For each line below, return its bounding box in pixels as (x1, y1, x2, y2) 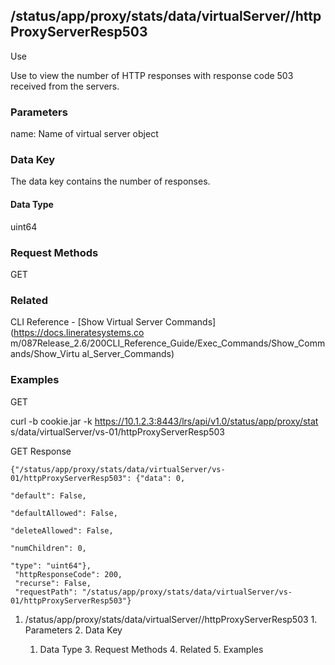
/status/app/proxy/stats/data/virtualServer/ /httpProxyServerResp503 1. (24, 613, 318, 625)
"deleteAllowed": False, (10, 525, 114, 536)
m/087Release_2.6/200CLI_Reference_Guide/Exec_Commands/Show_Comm (10, 337, 326, 349)
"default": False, (10, 490, 87, 501)
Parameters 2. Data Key (24, 624, 123, 636)
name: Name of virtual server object (10, 128, 159, 140)
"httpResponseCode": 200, (14, 569, 123, 579)
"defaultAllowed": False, (10, 508, 118, 518)
